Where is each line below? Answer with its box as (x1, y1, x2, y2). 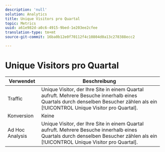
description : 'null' (5, 7, 48, 12)
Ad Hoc (7, 126, 25, 133)
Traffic (7, 95, 23, 102)
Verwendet (9, 77, 35, 84)
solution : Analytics (5, 12, 48, 17)
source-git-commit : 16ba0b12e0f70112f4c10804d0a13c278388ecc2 (5, 35, 135, 40)
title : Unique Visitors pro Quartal (5, 16, 80, 21)
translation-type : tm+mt (5, 30, 56, 35)
